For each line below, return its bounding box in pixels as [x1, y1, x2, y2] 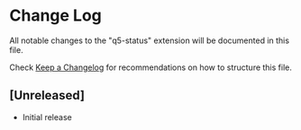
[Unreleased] [9, 88, 86, 103]
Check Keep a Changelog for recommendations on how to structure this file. [9, 62, 293, 73]
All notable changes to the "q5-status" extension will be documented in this [9, 35, 290, 46]
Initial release [22, 111, 72, 122]
